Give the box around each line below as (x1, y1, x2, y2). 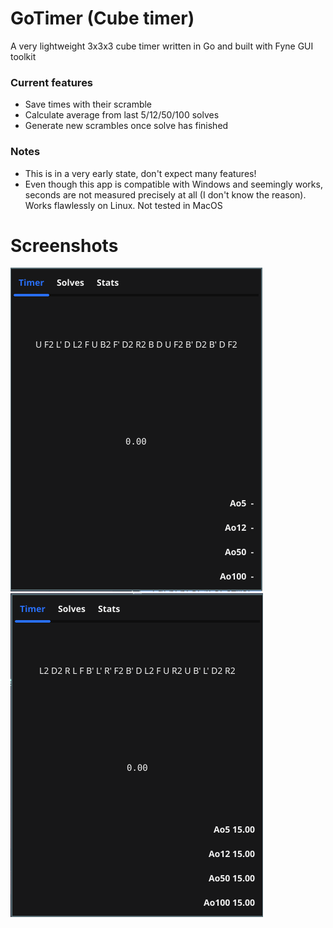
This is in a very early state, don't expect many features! (24, 167, 257, 179)
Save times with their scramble (24, 98, 153, 111)
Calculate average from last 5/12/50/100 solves (24, 109, 220, 121)
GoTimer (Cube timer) (10, 7, 195, 30)
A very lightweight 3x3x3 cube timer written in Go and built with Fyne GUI (10, 40, 314, 52)
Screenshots (10, 234, 119, 257)
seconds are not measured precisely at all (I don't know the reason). (24, 188, 307, 201)
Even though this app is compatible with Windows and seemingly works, (24, 178, 323, 190)
